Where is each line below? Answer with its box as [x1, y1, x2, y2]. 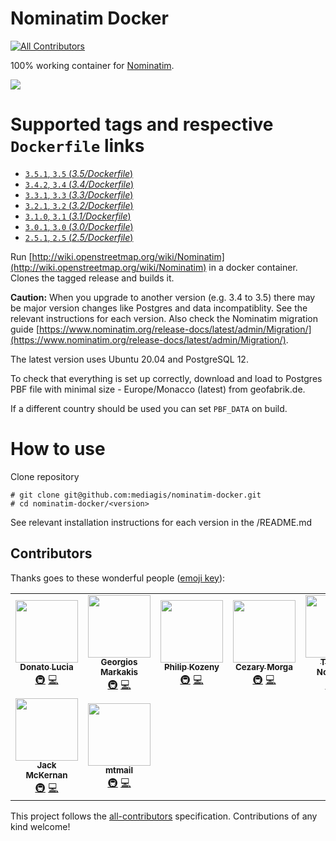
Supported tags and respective [10, 113, 274, 136]
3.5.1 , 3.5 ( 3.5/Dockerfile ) [24, 167, 134, 179]
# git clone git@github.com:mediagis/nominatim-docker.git [10, 490, 262, 500]
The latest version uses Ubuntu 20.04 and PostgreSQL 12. [10, 353, 249, 365]
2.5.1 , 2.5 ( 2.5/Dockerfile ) [24, 231, 134, 243]
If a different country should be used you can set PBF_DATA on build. [10, 402, 288, 414]
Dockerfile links [10, 135, 145, 157]
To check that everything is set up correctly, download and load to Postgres [10, 372, 323, 384]
